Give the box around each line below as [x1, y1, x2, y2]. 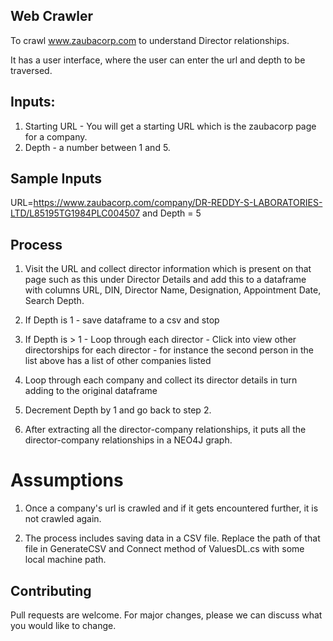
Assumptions [10, 469, 124, 492]
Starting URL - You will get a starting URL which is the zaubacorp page [24, 120, 317, 132]
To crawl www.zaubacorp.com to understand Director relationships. [10, 34, 290, 46]
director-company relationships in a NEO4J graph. [24, 434, 233, 446]
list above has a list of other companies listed [24, 355, 212, 367]
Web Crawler [10, 8, 94, 25]
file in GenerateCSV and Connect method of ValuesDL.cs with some [24, 543, 305, 555]
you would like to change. [10, 620, 117, 631]
